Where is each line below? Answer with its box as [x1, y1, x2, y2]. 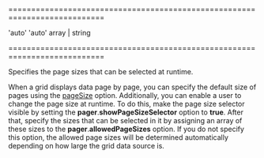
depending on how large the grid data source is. [8, 141, 164, 150]
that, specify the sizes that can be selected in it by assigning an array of [8, 116, 243, 125]
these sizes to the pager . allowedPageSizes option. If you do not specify [8, 124, 245, 134]
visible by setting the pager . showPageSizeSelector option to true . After [8, 107, 243, 117]
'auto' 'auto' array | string [8, 28, 91, 37]
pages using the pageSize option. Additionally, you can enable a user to [8, 91, 242, 100]
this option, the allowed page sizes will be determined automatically [8, 133, 229, 142]
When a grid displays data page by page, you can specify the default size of [8, 82, 257, 92]
